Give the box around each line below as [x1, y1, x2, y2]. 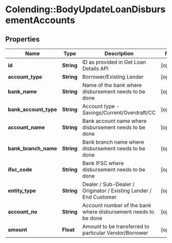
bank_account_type [8, 106, 57, 113]
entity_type [8, 187, 36, 194]
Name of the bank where [82, 82, 142, 89]
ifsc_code [8, 166, 32, 173]
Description [104, 50, 134, 57]
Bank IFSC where [82, 160, 124, 167]
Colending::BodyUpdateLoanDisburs [5, 4, 166, 15]
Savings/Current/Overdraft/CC [82, 109, 156, 116]
